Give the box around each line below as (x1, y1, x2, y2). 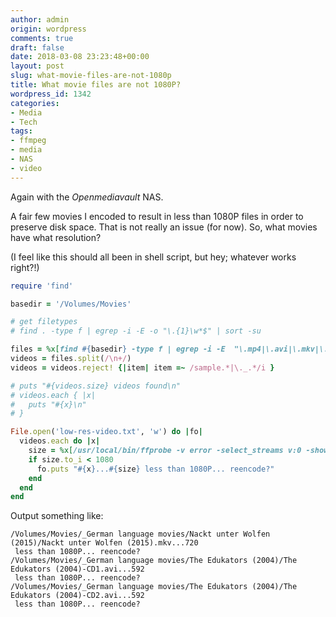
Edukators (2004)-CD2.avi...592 (10, 591, 145, 601)
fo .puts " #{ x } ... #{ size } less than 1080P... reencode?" (36, 464, 275, 474)
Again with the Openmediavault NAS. (10, 191, 164, 203)
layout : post (10, 61, 65, 71)
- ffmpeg (10, 136, 47, 146)
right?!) (10, 261, 40, 273)
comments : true (10, 33, 74, 43)
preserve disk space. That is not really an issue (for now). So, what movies (10, 221, 318, 233)
